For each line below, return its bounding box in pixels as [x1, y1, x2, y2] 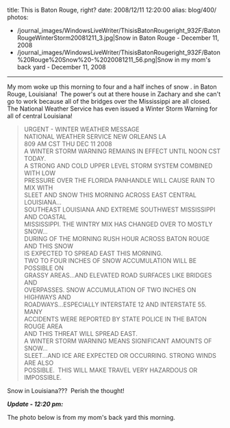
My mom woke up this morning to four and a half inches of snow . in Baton [7, 82, 217, 91]
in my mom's [174, 56, 211, 64]
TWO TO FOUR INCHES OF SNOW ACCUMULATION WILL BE [23, 257, 197, 264]
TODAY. [23, 155, 47, 162]
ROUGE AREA [23, 322, 63, 330]
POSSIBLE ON [23, 264, 64, 272]
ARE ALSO [23, 359, 54, 367]
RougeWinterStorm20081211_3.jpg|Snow [16, 34, 131, 42]
